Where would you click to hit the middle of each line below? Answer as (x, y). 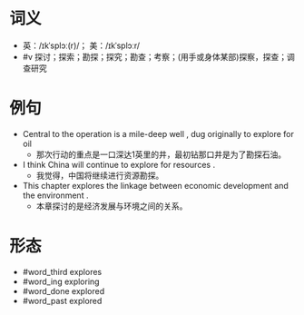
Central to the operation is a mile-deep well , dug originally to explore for (158, 133)
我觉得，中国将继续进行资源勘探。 (100, 175)
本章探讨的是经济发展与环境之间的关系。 (112, 206)
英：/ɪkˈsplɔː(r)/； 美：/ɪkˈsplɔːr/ (81, 45)
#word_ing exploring (61, 281)
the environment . (55, 195)
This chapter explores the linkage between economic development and (155, 185)
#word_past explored (62, 300)
